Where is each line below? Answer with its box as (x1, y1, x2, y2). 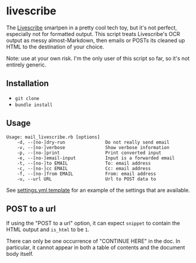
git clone (14, 95, 40, 101)
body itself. (6, 250, 34, 258)
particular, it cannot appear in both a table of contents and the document (6, 244, 185, 251)
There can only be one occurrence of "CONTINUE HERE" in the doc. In (6, 238, 180, 245)
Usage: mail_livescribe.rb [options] (6, 134, 100, 140)
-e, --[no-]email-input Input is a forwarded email (17, 155, 175, 161)
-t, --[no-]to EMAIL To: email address (17, 160, 151, 166)
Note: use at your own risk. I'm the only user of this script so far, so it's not (6, 55, 190, 62)
